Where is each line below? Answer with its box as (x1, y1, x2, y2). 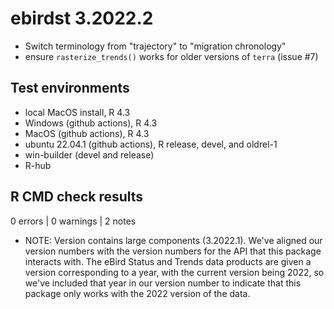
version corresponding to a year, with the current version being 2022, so (24, 266, 325, 278)
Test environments (10, 80, 130, 97)
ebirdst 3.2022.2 (10, 7, 154, 30)
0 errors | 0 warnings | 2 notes (10, 215, 137, 227)
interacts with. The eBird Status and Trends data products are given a (24, 255, 312, 267)
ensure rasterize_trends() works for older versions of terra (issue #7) (24, 50, 319, 62)
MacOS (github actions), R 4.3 (24, 127, 150, 139)
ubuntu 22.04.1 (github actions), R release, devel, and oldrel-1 (24, 138, 278, 150)
